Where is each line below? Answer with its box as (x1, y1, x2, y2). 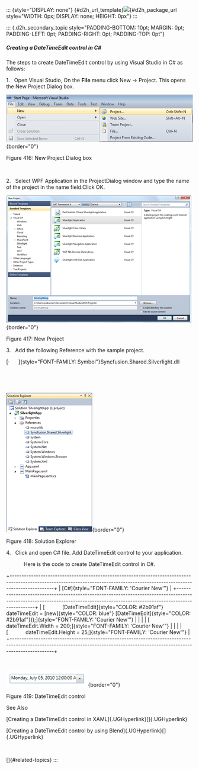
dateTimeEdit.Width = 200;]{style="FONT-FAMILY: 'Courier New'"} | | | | (6, 622, 182, 629)
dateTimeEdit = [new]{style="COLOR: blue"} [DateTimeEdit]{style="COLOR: (6, 610, 191, 617)
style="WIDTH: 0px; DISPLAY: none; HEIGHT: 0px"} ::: (6, 12, 138, 20)
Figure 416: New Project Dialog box (6, 154, 92, 161)
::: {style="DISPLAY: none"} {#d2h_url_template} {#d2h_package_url (6, 7, 177, 13)
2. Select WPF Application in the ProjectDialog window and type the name (6, 177, 190, 184)
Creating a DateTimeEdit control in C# (6, 44, 102, 51)
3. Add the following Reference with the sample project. (6, 346, 145, 353)
